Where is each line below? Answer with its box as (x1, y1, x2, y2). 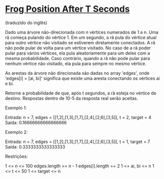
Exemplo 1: (5, 105, 27, 111)
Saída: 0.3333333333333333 (5, 144, 65, 149)
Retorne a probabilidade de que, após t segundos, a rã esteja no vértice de (5, 90, 157, 96)
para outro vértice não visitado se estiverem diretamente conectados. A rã (5, 39, 156, 45)
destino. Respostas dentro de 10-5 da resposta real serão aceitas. (5, 95, 138, 101)
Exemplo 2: (5, 129, 28, 135)
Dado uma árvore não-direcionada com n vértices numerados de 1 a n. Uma (5, 29, 159, 35)
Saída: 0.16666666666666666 (5, 119, 67, 125)
